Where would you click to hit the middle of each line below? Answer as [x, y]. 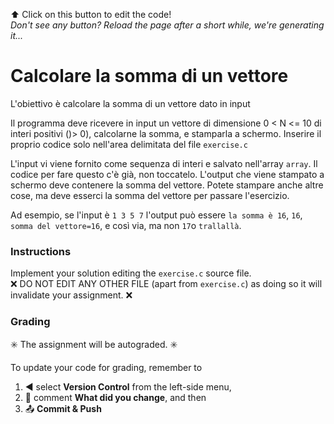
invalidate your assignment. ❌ [71, 295]
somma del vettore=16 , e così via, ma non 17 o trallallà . [126, 225]
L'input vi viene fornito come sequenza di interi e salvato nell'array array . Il [164, 163]
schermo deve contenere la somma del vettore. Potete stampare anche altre [167, 185]
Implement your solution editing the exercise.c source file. [131, 273]
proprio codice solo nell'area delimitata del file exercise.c [129, 144]
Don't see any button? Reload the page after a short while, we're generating [167, 25]
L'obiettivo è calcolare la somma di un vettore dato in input [130, 103]
